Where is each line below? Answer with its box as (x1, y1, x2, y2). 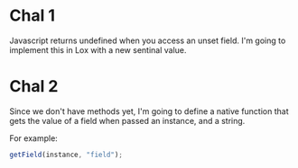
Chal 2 (9, 76, 59, 97)
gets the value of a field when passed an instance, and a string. (9, 115, 246, 126)
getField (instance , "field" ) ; (9, 150, 124, 159)
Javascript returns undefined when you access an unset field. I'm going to (9, 35, 286, 46)
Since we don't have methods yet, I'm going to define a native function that (9, 105, 289, 117)
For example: (9, 132, 59, 144)
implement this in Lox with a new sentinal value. (9, 44, 187, 55)
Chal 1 (9, 5, 56, 26)
